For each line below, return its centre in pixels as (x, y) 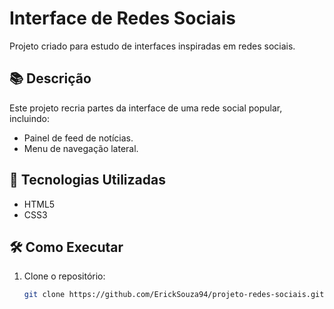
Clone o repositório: (64, 276)
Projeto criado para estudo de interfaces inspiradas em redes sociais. (152, 46)
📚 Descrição (50, 78)
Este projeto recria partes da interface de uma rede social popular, (146, 108)
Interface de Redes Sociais (122, 18)
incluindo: (29, 118)
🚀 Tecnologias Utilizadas (87, 180)
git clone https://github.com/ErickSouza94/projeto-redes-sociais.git (174, 295)
